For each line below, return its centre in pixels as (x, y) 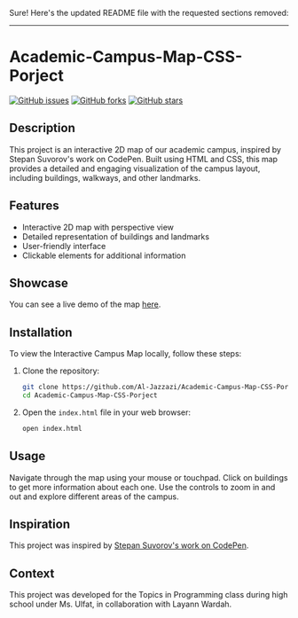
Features (34, 206)
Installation (41, 332)
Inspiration (40, 524)
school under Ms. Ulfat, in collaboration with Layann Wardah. (121, 604)
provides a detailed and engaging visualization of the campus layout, (135, 168)
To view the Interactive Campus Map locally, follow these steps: (125, 354)
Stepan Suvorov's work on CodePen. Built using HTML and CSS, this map (143, 159)
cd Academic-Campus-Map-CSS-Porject (90, 395)
